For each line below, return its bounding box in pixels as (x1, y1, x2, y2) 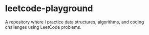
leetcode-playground (5, 3, 93, 14)
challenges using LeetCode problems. (5, 24, 82, 30)
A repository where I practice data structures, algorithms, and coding (5, 19, 144, 25)
